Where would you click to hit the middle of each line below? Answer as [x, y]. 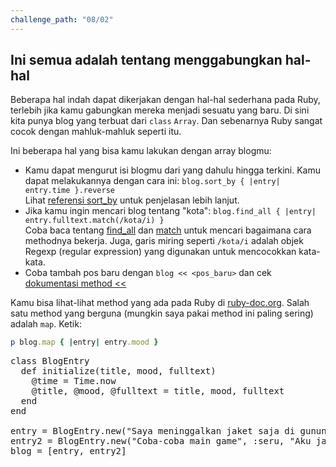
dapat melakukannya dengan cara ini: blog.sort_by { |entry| [152, 181]
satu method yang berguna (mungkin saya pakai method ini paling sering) [162, 313]
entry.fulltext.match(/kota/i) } [94, 221]
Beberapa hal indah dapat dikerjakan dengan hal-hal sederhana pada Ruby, [165, 100]
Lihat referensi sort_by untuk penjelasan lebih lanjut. [132, 200]
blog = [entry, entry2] [68, 451]
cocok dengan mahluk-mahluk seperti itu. [96, 132]
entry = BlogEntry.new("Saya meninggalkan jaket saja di [153, 431]
